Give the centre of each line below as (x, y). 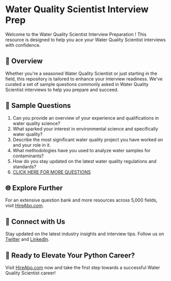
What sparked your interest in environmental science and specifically (85, 129)
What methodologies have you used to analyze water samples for (81, 150)
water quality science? (36, 123)
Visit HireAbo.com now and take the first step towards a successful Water (83, 268)
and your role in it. (32, 145)
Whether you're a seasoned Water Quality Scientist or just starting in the (81, 73)
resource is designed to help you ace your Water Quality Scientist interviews (86, 40)
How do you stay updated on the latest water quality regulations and (84, 161)
